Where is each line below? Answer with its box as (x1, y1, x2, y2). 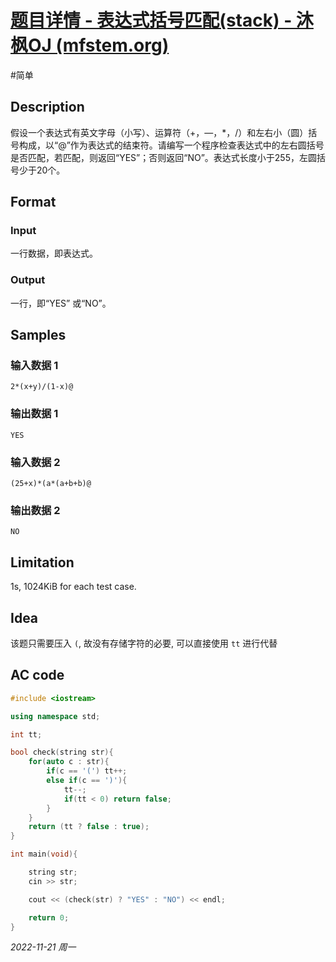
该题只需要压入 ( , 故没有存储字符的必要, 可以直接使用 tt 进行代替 (10, 637, 278, 649)
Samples (10, 327, 67, 344)
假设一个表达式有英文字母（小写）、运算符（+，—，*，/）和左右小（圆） (10, 126, 309, 138)
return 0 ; (28, 912, 70, 923)
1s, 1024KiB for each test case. (10, 581, 137, 593)
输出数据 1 (10, 407, 59, 421)
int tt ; (10, 729, 43, 740)
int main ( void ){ (10, 849, 78, 860)
